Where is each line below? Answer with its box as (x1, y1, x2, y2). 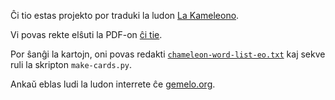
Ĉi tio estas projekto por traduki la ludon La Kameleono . (10, 10, 240, 21)
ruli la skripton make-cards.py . (10, 59, 133, 70)
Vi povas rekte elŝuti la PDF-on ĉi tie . (10, 29, 163, 40)
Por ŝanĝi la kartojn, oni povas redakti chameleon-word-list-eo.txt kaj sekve (10, 48, 326, 60)
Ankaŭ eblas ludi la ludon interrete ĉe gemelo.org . (10, 78, 216, 90)
